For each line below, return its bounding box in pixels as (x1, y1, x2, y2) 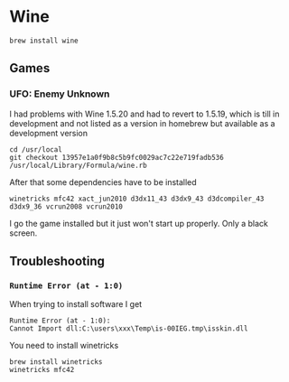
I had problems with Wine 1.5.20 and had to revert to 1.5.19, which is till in (9, 108, 280, 119)
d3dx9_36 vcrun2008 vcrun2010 (9, 201, 124, 211)
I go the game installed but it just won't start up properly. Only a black (9, 218, 268, 228)
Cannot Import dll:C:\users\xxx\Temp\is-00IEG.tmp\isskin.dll (9, 324, 248, 333)
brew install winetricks (9, 358, 103, 367)
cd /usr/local (9, 144, 63, 154)
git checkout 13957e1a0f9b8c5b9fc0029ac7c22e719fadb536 (9, 153, 224, 162)
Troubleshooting (9, 254, 106, 269)
